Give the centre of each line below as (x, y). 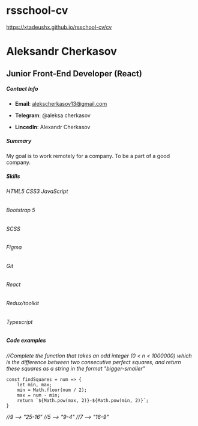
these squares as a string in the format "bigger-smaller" (76, 368)
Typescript (19, 321)
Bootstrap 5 (21, 210)
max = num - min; (39, 395)
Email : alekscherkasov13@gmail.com (61, 104)
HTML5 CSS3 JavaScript (37, 191)
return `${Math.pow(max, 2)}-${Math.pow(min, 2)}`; (83, 400)
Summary (19, 141)
